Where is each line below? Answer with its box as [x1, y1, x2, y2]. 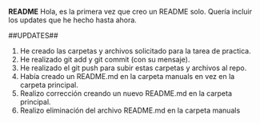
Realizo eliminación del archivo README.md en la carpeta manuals [19, 105, 241, 115]
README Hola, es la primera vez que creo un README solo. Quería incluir [8, 7, 252, 16]
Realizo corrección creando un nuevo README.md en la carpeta [19, 89, 233, 98]
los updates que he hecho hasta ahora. [8, 15, 138, 25]
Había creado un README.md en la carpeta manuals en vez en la [19, 72, 235, 81]
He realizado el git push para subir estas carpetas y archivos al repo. [19, 63, 247, 73]
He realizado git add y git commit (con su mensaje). [19, 55, 190, 64]
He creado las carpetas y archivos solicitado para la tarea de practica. [19, 46, 251, 55]
